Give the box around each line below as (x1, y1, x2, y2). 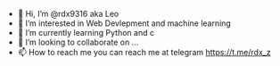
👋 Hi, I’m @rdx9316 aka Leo (17, 9, 119, 19)
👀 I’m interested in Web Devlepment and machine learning (17, 18, 232, 29)
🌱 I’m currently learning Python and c (17, 28, 154, 37)
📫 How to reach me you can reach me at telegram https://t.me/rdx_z (17, 47, 271, 57)
